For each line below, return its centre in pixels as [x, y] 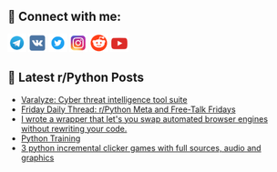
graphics [37, 157]
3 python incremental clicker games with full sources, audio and [141, 147]
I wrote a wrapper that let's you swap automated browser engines [144, 118]
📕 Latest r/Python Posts [76, 78]
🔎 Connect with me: [64, 17]
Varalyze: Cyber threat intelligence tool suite [104, 99]
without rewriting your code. [74, 128]
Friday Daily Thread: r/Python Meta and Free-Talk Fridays [128, 109]
